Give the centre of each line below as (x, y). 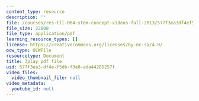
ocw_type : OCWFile (29, 50)
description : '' (26, 17)
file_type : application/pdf (41, 34)
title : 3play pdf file (34, 61)
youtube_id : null (33, 89)
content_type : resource (36, 12)
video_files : (22, 72)
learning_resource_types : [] (42, 39)
